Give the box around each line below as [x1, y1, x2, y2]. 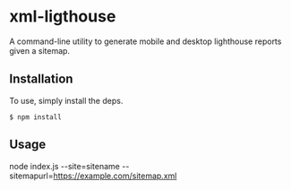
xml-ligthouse [9, 6, 116, 27]
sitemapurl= [9, 170, 54, 181]
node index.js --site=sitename [9, 160, 121, 171]
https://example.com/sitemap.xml [53, 170, 177, 181]
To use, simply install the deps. [9, 95, 124, 106]
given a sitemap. [9, 45, 70, 56]
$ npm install [9, 112, 63, 122]
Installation [9, 72, 73, 87]
